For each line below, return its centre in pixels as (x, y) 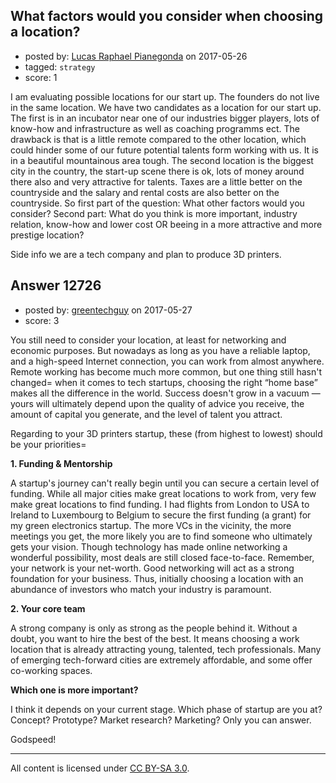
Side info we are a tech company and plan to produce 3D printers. (146, 254)
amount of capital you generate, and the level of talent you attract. (146, 414)
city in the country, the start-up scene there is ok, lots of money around (157, 171)
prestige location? (47, 235)
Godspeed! (33, 739)
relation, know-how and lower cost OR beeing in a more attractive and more (166, 224)
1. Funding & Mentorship (61, 463)
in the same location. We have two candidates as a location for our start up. (166, 107)
